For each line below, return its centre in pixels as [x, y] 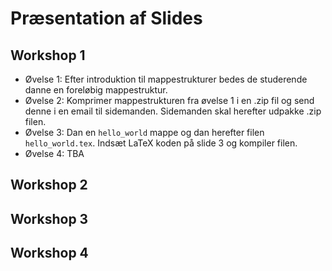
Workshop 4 [49, 253]
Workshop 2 [49, 185]
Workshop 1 [48, 55]
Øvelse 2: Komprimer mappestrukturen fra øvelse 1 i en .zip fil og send [169, 100]
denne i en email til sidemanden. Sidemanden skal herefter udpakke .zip [173, 111]
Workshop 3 [49, 218]
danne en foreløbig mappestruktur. [96, 90]
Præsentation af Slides [106, 18]
